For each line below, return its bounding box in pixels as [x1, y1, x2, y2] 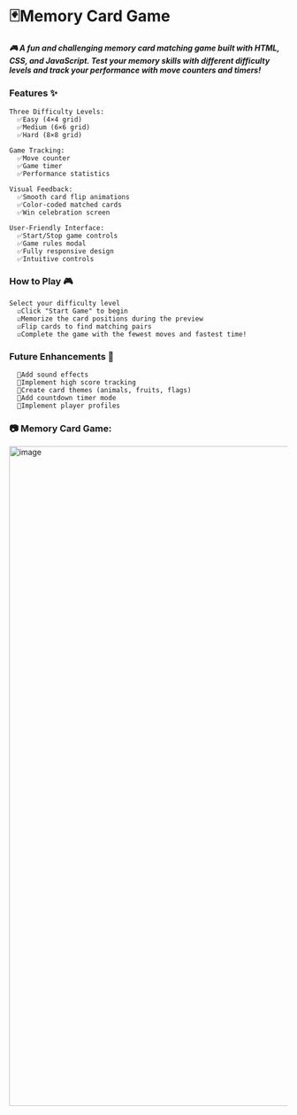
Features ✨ [9, 87, 58, 99]
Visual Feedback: [9, 184, 73, 194]
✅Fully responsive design [17, 246, 115, 256]
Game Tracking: [9, 146, 65, 155]
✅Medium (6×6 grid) [17, 122, 91, 132]
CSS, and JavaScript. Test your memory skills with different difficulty [9, 55, 270, 66]
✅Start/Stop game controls [17, 231, 118, 240]
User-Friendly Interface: [9, 223, 104, 232]
